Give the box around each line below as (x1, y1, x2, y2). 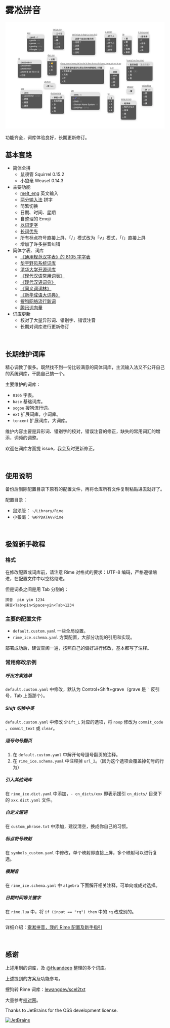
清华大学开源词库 (20, 267, 56, 273)
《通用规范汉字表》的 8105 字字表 (20, 254, 91, 260)
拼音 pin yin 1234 (5, 597, 45, 602)
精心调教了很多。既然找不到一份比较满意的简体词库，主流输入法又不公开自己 (5, 364, 165, 371)
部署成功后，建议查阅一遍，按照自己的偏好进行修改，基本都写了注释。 (5, 645, 152, 651)
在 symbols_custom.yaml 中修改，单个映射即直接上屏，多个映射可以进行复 (5, 849, 157, 855)
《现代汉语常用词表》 (20, 273, 65, 279)
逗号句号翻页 (5, 738, 32, 744)
